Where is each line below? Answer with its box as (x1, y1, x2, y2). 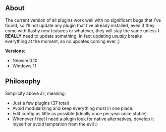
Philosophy (5, 77, 41, 86)
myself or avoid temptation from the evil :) (12, 121, 98, 127)
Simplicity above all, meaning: (5, 90, 66, 96)
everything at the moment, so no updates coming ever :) (5, 38, 120, 44)
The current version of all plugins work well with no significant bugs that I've (5, 17, 161, 23)
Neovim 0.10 (12, 57, 38, 64)
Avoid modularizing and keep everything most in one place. (12, 105, 134, 111)
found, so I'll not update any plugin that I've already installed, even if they (5, 22, 155, 28)
